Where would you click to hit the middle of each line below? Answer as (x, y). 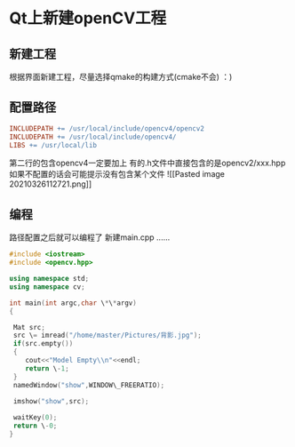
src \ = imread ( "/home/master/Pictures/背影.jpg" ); (107, 335)
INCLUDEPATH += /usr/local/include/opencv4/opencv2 (107, 128)
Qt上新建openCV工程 (88, 18)
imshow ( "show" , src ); (51, 402)
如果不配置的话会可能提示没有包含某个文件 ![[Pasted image (117, 174)
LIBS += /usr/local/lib (53, 145)
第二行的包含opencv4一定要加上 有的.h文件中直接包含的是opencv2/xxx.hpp (147, 163)
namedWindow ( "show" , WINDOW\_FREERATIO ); (89, 385)
